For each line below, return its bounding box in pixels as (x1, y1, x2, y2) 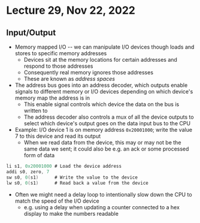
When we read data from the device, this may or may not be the (23, 139, 181, 146)
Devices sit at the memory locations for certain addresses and (23, 56, 178, 63)
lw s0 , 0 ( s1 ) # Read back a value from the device (6, 180, 149, 186)
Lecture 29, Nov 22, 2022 (6, 4, 136, 17)
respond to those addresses (23, 62, 93, 70)
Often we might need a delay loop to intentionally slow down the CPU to (14, 191, 193, 198)
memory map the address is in (14, 94, 90, 101)
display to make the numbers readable (23, 210, 119, 217)
